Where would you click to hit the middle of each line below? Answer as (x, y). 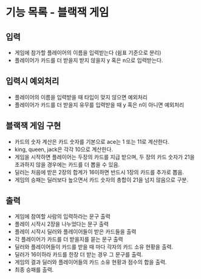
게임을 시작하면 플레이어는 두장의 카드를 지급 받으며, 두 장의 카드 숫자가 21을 (104, 157)
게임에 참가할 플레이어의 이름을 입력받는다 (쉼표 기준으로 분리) (88, 53)
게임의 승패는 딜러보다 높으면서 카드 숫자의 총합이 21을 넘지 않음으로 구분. (101, 180)
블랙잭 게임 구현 (33, 126)
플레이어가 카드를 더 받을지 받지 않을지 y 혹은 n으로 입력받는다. (89, 60)
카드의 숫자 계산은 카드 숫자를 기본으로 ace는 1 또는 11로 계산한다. (92, 141)
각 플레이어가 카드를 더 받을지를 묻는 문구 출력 (69, 239)
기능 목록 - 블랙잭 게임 (57, 12)
